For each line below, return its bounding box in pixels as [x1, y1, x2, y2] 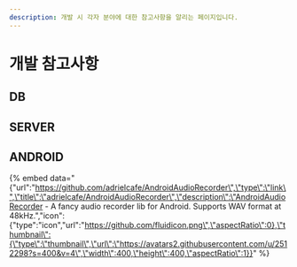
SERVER [9, 119, 56, 134]
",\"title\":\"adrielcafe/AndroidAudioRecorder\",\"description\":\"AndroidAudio [9, 192, 286, 202]
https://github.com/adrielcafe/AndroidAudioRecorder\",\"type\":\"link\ [35, 182, 286, 193]
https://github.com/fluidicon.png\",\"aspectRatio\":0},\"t [83, 220, 286, 231]
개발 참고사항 [9, 54, 99, 73]
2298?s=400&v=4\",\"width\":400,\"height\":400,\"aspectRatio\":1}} [9, 248, 254, 259]
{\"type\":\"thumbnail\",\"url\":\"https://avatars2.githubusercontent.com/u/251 [9, 239, 288, 249]
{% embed [9, 173, 49, 184]
